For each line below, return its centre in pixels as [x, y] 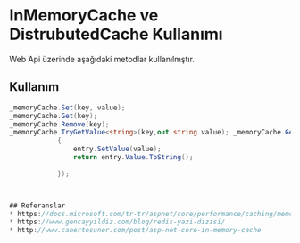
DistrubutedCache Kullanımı [116, 34]
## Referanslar [37, 206]
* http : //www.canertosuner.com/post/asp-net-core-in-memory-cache [135, 231]
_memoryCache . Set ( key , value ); [67, 108]
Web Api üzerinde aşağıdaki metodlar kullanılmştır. [102, 59]
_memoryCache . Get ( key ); [54, 116]
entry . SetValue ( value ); [117, 149]
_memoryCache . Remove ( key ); [59, 124]
